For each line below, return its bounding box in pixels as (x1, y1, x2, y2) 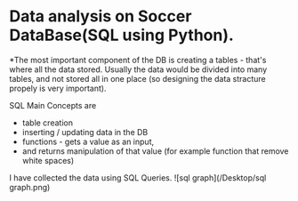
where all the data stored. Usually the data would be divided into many (9, 64, 268, 75)
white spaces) (21, 155, 75, 165)
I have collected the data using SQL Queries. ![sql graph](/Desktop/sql (9, 172, 267, 183)
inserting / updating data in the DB (21, 126, 149, 137)
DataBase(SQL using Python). (9, 25, 234, 45)
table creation (21, 117, 74, 128)
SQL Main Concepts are (9, 100, 97, 110)
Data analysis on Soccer (9, 6, 192, 27)
